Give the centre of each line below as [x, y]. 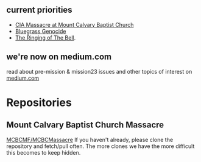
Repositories [39, 102]
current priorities [39, 10]
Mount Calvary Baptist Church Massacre [85, 125]
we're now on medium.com [59, 57]
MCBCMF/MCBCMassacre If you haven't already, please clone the [90, 139]
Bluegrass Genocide [41, 31]
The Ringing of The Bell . [45, 37]
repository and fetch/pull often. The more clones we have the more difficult [100, 146]
